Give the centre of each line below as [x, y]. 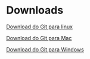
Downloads [35, 10]
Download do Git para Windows [45, 49]
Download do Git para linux [40, 27]
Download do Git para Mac [39, 38]
